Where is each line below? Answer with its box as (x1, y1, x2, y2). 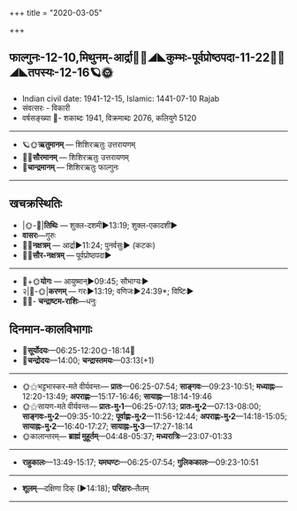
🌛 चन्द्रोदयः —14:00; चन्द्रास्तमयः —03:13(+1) (21, 355, 155, 366)
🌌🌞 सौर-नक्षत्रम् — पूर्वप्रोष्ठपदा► (21, 250, 112, 260)
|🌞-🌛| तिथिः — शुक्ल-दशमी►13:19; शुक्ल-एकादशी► (21, 220, 179, 230)
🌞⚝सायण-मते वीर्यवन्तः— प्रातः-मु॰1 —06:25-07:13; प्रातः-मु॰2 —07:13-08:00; (21, 401, 262, 412)
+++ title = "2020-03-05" (9, 8, 103, 18)
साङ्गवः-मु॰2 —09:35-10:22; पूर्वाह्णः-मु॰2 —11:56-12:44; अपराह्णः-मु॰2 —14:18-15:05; (21, 411, 287, 422)
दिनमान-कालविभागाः (9, 322, 93, 337)
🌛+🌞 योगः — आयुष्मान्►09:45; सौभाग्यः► (21, 275, 149, 286)
